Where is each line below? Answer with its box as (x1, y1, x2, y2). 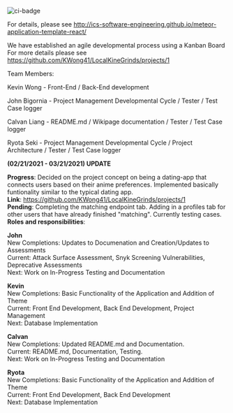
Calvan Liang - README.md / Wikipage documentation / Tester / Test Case (7, 117, 223, 126)
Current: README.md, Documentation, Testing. (7, 347, 143, 356)
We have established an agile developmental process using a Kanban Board (7, 41, 225, 49)
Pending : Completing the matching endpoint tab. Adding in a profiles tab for (7, 203, 226, 211)
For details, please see (7, 20, 73, 28)
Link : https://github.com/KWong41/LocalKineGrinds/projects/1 (7, 196, 186, 203)
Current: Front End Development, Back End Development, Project (7, 304, 195, 312)
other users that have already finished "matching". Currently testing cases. (7, 210, 222, 218)
